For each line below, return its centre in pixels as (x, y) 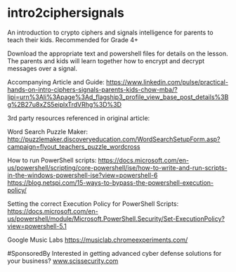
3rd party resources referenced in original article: (79, 118)
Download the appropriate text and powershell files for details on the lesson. (118, 53)
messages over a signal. (42, 68)
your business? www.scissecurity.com (63, 261)
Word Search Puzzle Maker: (47, 131)
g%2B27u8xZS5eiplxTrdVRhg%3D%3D (64, 104)
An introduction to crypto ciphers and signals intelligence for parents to (110, 32)
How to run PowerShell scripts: (52, 160)
